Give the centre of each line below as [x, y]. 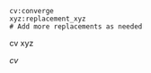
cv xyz [22, 43]
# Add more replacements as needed [76, 27]
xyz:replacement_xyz [48, 19]
